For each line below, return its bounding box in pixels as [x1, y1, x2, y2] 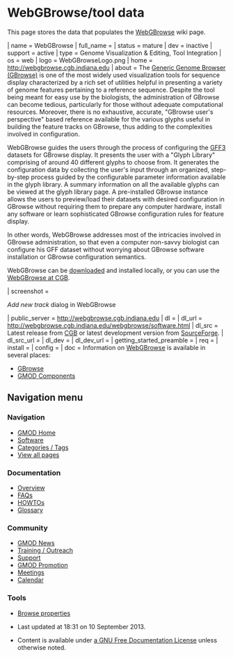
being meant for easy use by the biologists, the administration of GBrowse [7, 92, 220, 101]
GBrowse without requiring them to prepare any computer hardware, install [7, 202, 222, 210]
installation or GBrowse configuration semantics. [7, 252, 147, 261]
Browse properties [17, 609, 71, 617]
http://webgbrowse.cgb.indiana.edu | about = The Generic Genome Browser [7, 63, 226, 72]
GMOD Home [17, 429, 56, 437]
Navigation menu [7, 392, 83, 404]
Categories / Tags [17, 443, 69, 451]
